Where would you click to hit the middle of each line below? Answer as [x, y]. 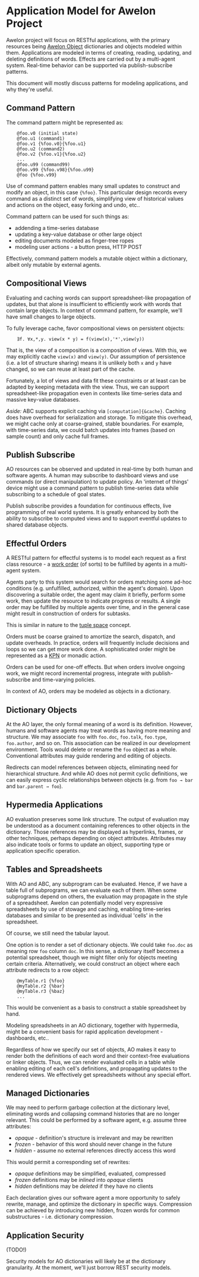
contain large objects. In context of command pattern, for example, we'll [94, 310]
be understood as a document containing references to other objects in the [98, 825]
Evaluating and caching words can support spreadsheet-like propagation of [99, 298]
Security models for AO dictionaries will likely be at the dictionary [86, 1262]
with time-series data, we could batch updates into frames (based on [91, 430]
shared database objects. [37, 525]
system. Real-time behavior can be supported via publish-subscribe [89, 65]
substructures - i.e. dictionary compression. [60, 1217]
